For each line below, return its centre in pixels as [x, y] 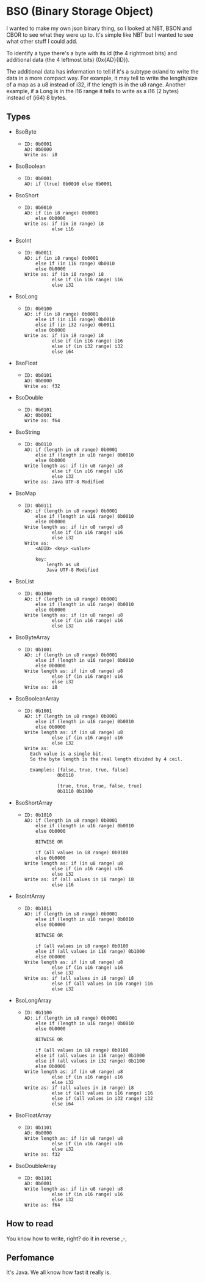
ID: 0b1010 [38, 815]
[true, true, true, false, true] [99, 786]
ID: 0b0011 [38, 252]
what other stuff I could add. [42, 41]
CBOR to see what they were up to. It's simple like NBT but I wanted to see [100, 34]
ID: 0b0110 [38, 444]
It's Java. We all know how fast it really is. [59, 1272]
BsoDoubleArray [36, 1166]
